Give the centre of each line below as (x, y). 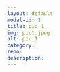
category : (21, 45)
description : (26, 58)
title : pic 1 (26, 26)
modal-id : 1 (24, 20)
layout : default (30, 13)
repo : (15, 52)
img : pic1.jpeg (29, 33)
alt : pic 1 (22, 39)
